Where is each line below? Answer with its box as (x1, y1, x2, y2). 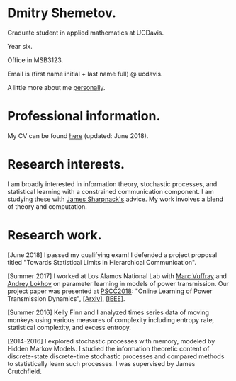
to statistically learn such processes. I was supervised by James (7, 359, 196, 368)
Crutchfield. (7, 367, 43, 375)
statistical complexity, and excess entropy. (7, 323, 131, 331)
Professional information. (7, 108, 161, 125)
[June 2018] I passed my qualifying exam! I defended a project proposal (7, 250, 218, 259)
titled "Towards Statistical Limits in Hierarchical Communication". (7, 258, 197, 266)
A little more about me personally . (7, 83, 106, 91)
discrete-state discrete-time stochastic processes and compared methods (7, 352, 225, 360)
